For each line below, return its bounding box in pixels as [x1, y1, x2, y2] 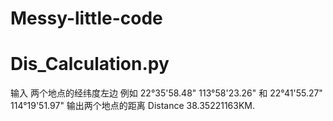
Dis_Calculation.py [10, 53, 170, 76]
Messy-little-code [10, 7, 163, 30]
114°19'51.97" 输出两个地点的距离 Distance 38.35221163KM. [10, 100, 256, 112]
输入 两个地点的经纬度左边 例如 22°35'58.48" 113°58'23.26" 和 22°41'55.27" [10, 87, 323, 99]
